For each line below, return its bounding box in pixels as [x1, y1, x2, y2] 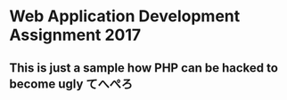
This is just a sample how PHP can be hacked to [9, 60, 279, 75]
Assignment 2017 [9, 25, 142, 45]
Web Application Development [9, 6, 241, 27]
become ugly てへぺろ [9, 76, 134, 91]
